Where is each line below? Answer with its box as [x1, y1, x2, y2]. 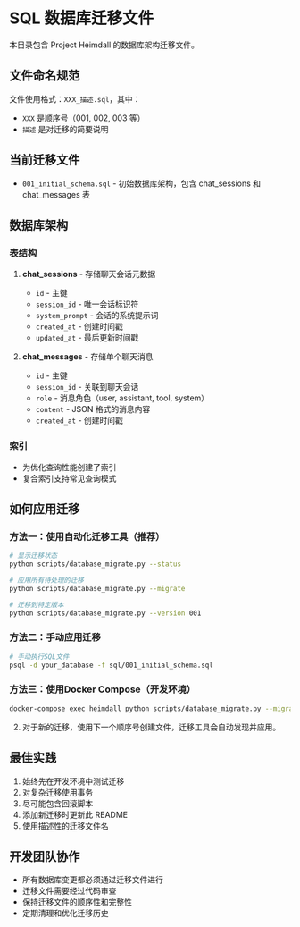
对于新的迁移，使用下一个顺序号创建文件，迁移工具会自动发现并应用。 [21, 721, 281, 732]
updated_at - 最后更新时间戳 [35, 333, 139, 343]
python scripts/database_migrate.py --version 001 [9, 609, 202, 618]
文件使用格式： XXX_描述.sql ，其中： [9, 93, 141, 104]
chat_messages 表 [21, 189, 91, 199]
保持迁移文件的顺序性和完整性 [21, 897, 132, 907]
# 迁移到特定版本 [9, 600, 64, 609]
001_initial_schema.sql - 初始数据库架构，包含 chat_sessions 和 [21, 178, 262, 189]
